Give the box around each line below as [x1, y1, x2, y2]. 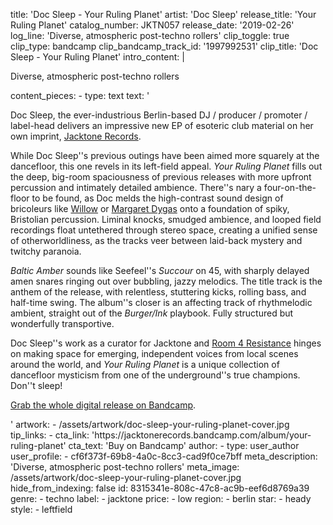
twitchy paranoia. [10, 245, 82, 257]
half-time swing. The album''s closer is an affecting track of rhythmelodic [10, 297, 313, 308]
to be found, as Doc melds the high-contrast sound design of [31, 192, 284, 204]
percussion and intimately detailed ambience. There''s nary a [10, 182, 262, 193]
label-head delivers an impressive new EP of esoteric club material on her [10, 120, 314, 131]
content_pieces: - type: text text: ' [10, 90, 150, 101]
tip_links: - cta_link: [10, 429, 90, 441]
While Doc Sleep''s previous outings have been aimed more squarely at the [10, 150, 320, 161]
